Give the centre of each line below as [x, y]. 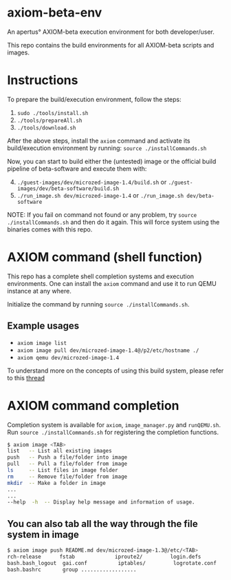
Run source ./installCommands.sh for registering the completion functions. [113, 432]
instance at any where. [40, 291]
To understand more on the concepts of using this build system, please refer [115, 371]
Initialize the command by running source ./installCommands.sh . [98, 304]
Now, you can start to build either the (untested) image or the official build [112, 161]
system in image [43, 534]
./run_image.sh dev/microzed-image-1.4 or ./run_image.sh [100, 195]
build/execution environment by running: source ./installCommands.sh [107, 148]
